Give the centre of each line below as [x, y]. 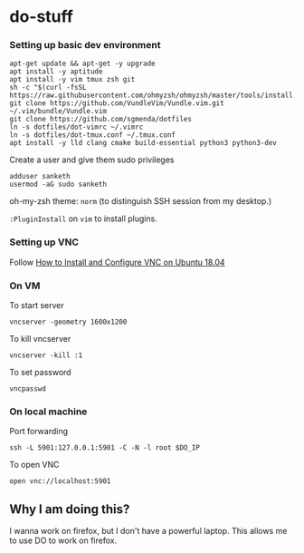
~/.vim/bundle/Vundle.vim [58, 112]
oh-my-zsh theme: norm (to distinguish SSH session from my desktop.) [141, 201]
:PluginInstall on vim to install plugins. [84, 218]
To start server [37, 306]
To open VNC [35, 465]
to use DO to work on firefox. [63, 540]
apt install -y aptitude [56, 72]
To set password [40, 373]
